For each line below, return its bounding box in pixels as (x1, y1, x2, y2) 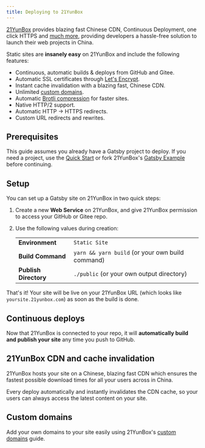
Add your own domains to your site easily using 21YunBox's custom (6, 428, 176, 436)
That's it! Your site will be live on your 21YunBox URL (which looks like (6, 289, 182, 296)
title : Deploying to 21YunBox (6, 9, 84, 15)
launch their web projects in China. (6, 38, 94, 46)
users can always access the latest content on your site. (6, 394, 148, 402)
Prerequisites (6, 132, 59, 142)
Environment (18, 238, 57, 247)
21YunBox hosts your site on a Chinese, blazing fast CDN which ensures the (6, 369, 197, 377)
